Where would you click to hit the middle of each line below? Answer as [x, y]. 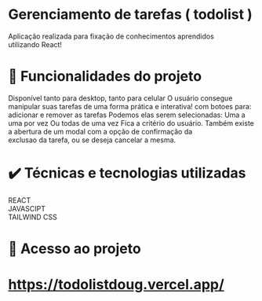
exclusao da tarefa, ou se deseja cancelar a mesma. [92, 140]
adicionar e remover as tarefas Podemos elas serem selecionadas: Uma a [127, 115]
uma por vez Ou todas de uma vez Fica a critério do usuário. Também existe [131, 123]
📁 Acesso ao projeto [75, 248]
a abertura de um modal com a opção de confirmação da [100, 131]
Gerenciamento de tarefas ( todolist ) [130, 15]
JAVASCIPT [27, 208]
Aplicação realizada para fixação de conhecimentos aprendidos [111, 36]
